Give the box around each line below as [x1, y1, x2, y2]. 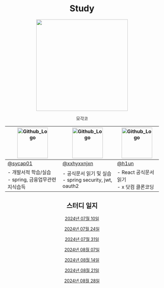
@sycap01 [7, 160, 33, 166]
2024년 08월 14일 [64, 257, 100, 263]
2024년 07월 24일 [64, 226, 100, 232]
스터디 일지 [66, 202, 98, 210]
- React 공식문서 [117, 169, 155, 176]
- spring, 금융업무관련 [7, 176, 57, 183]
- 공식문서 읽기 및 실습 [62, 170, 112, 177]
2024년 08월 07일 [64, 247, 100, 252]
